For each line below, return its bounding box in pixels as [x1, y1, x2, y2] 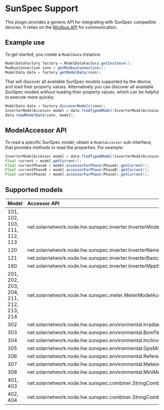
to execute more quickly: [5, 94, 55, 100]
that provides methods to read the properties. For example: [5, 144, 124, 150]
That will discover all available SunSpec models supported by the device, [5, 79, 152, 84]
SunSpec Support [5, 3, 79, 14]
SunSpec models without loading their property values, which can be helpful [5, 89, 159, 95]
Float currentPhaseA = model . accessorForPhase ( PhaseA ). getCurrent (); [5, 163, 150, 168]
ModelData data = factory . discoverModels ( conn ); [5, 103, 106, 109]
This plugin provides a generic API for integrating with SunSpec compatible [5, 19, 156, 25]
